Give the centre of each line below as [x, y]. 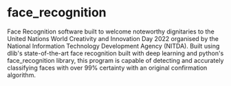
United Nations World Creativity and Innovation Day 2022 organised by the [113, 38]
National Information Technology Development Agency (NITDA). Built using [113, 46]
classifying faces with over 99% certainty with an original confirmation [107, 68]
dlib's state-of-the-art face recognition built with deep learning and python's [115, 53]
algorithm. [22, 75]
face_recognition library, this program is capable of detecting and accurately [115, 60]
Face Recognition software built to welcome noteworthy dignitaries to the [111, 31]
